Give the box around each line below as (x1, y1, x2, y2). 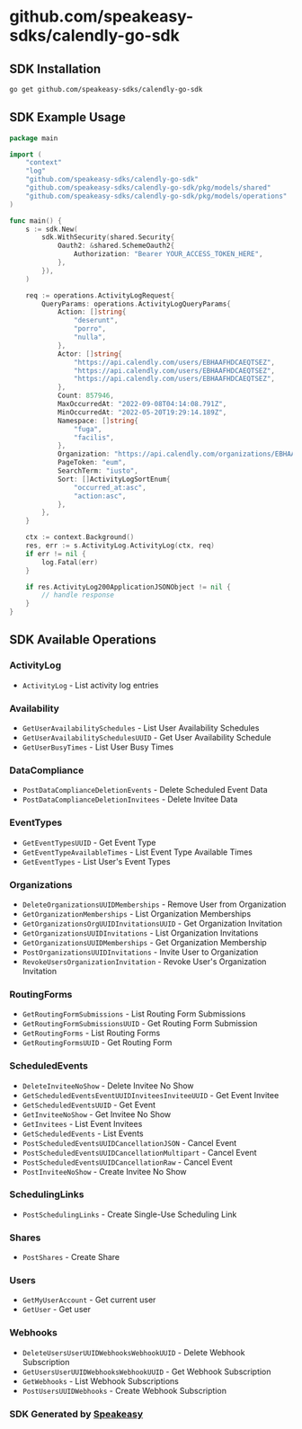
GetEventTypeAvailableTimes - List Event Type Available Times (22, 847, 253, 857)
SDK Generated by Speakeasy (9, 1407, 144, 1420)
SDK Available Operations (9, 632, 157, 648)
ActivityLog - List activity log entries (22, 679, 159, 690)
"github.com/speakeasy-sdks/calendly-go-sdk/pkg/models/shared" (25, 183, 271, 192)
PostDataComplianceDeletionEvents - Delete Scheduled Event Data (22, 785, 268, 795)
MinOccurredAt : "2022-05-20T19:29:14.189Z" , (57, 407, 227, 417)
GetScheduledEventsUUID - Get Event (22, 1099, 155, 1110)
